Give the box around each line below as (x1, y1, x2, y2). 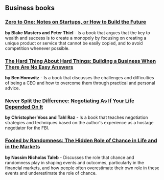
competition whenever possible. (5, 45, 70, 51)
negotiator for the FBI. (5, 125, 49, 131)
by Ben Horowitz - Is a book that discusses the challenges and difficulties (5, 74, 154, 80)
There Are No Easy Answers (5, 64, 73, 70)
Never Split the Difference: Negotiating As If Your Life (5, 97, 135, 104)
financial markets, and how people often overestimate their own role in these (5, 165, 160, 171)
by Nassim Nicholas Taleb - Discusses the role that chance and (5, 154, 135, 160)
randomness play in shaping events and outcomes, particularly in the (5, 159, 144, 165)
